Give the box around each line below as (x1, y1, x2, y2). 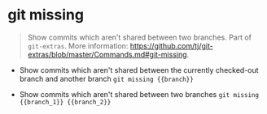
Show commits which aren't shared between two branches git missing (19, 89, 260, 99)
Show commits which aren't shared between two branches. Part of (27, 32, 252, 42)
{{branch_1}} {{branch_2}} (19, 98, 112, 106)
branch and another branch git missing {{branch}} (19, 74, 195, 83)
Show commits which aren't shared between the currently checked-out (19, 65, 259, 74)
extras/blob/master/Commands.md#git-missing (27, 49, 188, 59)
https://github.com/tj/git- (129, 40, 213, 50)
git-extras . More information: (27, 40, 129, 50)
